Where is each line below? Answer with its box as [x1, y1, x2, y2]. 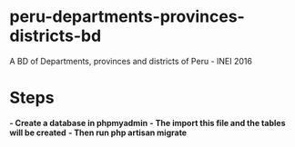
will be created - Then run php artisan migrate [9, 127, 188, 138]
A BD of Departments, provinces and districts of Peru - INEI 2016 [9, 55, 253, 66]
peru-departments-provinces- [9, 6, 246, 27]
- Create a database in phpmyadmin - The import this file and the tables [9, 117, 286, 128]
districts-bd [9, 25, 102, 46]
